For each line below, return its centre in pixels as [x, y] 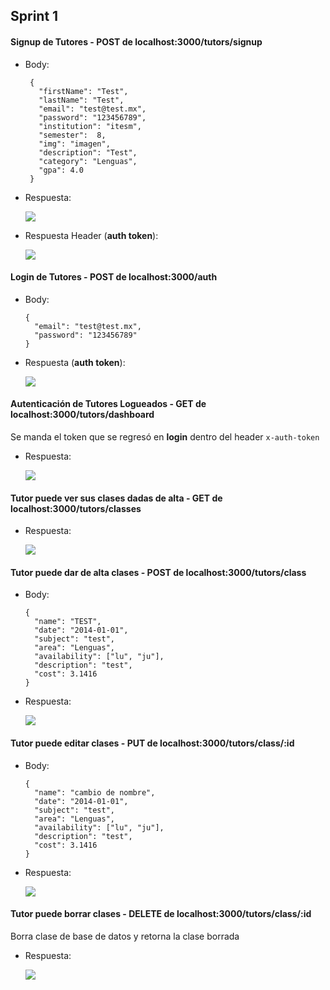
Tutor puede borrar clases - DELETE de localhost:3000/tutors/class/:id [161, 914]
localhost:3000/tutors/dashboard [82, 415]
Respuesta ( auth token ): [75, 362]
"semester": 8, [72, 135]
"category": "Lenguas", [88, 161]
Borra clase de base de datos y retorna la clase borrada [125, 936]
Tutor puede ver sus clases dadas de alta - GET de [116, 498]
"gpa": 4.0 [61, 170]
